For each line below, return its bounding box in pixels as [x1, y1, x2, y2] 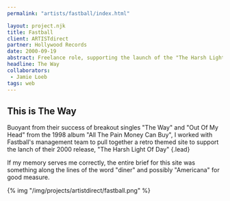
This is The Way [7, 105, 77, 117]
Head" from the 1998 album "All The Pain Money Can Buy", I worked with [7, 131, 213, 139]
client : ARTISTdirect [7, 35, 69, 42]
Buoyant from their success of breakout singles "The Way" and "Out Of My [7, 123, 219, 132]
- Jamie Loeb [10, 73, 48, 80]
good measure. [7, 173, 50, 182]
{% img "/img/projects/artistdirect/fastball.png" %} [7, 187, 151, 195]
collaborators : [7, 67, 51, 74]
